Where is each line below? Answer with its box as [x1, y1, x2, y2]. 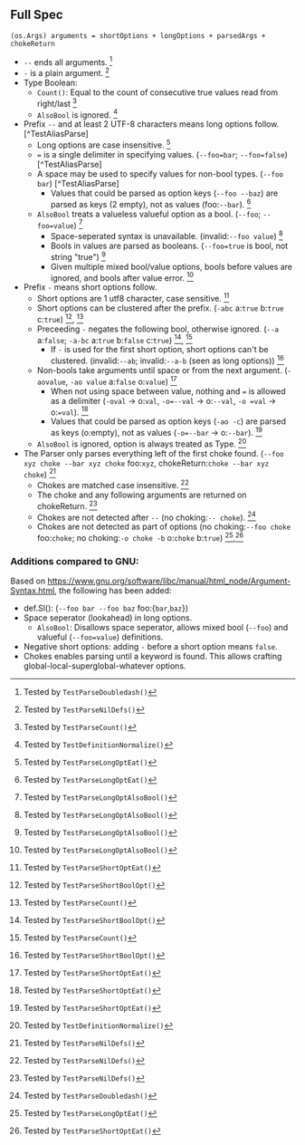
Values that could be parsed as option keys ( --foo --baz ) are [50, 188, 279, 198]
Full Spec [10, 7, 63, 23]
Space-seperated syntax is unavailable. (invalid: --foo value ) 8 [50, 229, 283, 242]
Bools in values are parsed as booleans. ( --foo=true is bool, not [50, 240, 289, 252]
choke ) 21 [23, 467, 57, 479]
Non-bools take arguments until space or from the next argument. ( [36, 365, 288, 375]
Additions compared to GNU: [10, 554, 139, 567]
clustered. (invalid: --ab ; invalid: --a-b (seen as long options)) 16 [50, 353, 284, 366]
